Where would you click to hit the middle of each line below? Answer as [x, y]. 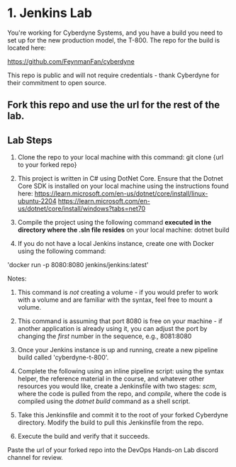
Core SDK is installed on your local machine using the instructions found [123, 186]
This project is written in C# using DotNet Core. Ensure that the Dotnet [120, 179]
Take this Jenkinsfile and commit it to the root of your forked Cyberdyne [123, 415]
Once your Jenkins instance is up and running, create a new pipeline [118, 350]
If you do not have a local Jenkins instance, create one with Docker [116, 244]
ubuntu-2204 [37, 201]
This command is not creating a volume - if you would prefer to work [118, 293]
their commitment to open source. [57, 82]
